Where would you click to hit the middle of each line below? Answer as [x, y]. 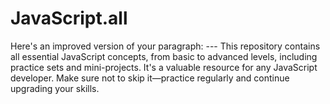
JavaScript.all [69, 18]
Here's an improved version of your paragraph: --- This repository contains [165, 46]
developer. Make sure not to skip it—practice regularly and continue [150, 78]
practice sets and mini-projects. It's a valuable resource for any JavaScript [164, 67]
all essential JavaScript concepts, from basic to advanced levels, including [164, 56]
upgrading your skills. [55, 88]
